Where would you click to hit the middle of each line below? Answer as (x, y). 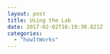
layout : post (27, 14)
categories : (25, 33)
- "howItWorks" (36, 40)
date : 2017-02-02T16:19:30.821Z (55, 27)
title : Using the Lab (39, 20)
